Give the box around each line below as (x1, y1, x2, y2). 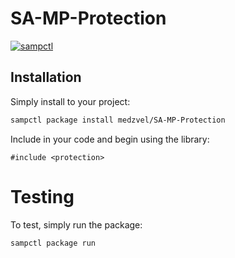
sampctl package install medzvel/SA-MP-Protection (10, 115, 226, 125)
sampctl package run (10, 238, 97, 248)
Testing (10, 185, 75, 208)
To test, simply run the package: (10, 218, 143, 231)
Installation (10, 69, 82, 86)
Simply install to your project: (10, 95, 131, 107)
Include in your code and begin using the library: (10, 133, 210, 145)
